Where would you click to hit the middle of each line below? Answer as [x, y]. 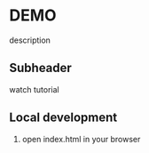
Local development [63, 118]
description [30, 40]
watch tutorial [34, 89]
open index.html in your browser [81, 139]
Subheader [41, 68]
